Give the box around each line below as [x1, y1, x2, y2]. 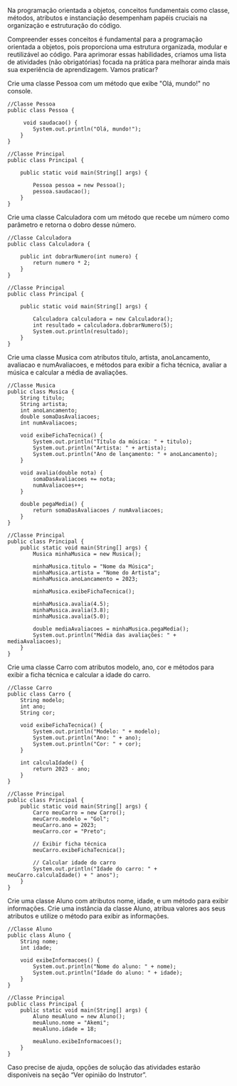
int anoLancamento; [20, 407, 78, 414]
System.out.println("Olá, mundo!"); [33, 126, 142, 133]
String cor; [20, 709, 56, 716]
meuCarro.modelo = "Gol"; [33, 816, 110, 823]
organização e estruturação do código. [7, 21, 122, 29]
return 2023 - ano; [33, 766, 91, 773]
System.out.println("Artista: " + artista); [33, 445, 167, 452]
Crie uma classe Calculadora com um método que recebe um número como [7, 213, 230, 221]
